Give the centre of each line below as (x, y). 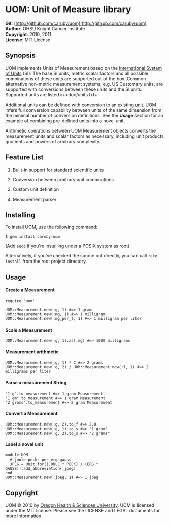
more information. (24, 516)
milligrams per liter (28, 372)
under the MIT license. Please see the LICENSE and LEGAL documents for (83, 510)
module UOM (17, 455)
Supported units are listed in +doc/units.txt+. (52, 94)
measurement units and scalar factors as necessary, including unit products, (85, 136)
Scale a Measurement (29, 330)
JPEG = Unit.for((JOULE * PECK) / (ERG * (54, 464)
